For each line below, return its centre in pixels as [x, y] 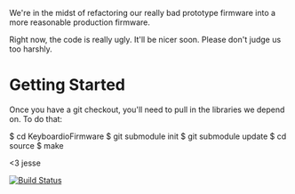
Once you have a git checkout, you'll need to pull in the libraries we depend [147, 109]
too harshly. [31, 49]
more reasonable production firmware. [80, 22]
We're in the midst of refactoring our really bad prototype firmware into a [143, 13]
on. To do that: [36, 118]
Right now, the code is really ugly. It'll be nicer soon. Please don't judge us [145, 40]
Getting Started [68, 85]
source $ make [36, 145]
